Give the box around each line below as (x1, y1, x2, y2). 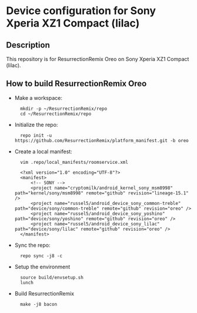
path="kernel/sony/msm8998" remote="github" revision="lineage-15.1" (14, 190, 189, 196)
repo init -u (20, 132, 52, 139)
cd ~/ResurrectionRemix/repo (20, 110, 92, 117)
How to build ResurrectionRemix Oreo (6, 79, 147, 89)
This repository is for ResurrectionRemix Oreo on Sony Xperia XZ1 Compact (6, 56, 189, 62)
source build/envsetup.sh (20, 274, 84, 280)
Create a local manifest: (14, 148, 72, 155)
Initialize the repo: (14, 121, 58, 128)
